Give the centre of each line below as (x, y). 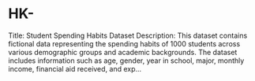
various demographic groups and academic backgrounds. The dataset (123, 52)
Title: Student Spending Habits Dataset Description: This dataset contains (128, 35)
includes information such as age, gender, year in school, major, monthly (126, 61)
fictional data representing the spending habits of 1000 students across (124, 43)
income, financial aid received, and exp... (75, 68)
